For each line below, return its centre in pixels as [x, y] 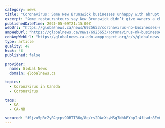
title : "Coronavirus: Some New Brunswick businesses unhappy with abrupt [82, 14]
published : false [23, 55]
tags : [11, 100]
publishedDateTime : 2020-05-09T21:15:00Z [48, 23]
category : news [21, 10]
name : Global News [28, 69]
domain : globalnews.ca [33, 73]
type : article [20, 42]
